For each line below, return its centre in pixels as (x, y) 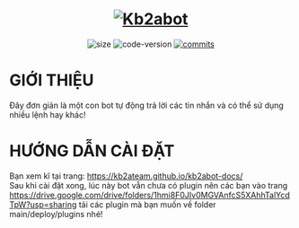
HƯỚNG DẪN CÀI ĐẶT (92, 151)
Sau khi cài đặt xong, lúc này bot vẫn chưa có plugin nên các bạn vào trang (149, 185)
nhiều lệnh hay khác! (48, 114)
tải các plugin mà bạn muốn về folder (148, 204)
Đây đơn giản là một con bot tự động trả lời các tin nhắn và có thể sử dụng (147, 105)
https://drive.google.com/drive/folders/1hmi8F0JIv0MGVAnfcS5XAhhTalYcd (149, 195)
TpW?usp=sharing (43, 204)
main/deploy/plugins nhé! (56, 214)
